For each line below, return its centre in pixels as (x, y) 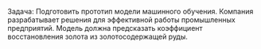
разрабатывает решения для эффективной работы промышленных (121, 20)
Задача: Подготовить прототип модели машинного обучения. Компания (130, 11)
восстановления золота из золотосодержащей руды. (98, 36)
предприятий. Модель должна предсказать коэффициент (105, 28)
